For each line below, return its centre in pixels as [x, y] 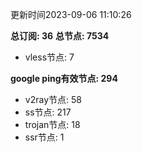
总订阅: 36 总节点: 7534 [60, 36]
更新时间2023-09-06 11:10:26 [71, 14]
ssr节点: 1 [44, 137]
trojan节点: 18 [52, 124]
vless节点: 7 [49, 57]
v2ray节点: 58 [53, 99]
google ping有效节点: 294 [64, 78]
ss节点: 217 [48, 112]
